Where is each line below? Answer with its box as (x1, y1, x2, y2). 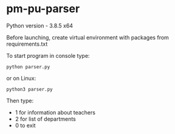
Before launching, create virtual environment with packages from (6, 33, 169, 41)
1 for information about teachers (15, 108, 96, 116)
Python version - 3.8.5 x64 (6, 22, 74, 29)
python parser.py (6, 63, 50, 70)
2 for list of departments (15, 115, 76, 122)
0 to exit (15, 121, 36, 129)
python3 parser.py (6, 86, 53, 93)
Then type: (6, 97, 34, 104)
